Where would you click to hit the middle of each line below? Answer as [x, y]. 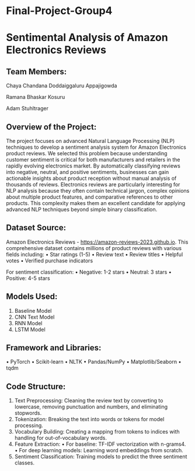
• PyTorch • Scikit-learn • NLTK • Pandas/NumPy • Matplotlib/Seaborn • [94, 362]
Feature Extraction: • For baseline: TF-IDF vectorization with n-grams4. [100, 444]
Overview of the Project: [51, 127]
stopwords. [28, 413]
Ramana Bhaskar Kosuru [36, 97]
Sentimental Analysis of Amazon [87, 38]
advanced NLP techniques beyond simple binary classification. [82, 209]
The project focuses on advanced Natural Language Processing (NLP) [90, 141]
